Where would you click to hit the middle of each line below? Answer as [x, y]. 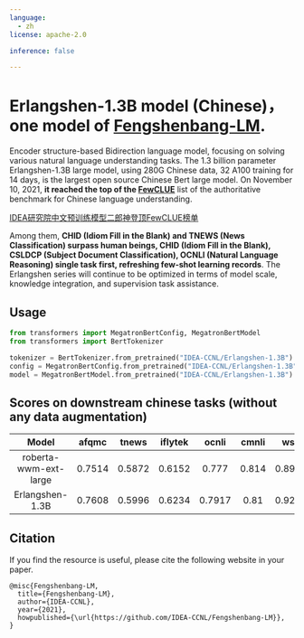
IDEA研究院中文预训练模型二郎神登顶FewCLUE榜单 [104, 218]
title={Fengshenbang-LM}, [66, 594]
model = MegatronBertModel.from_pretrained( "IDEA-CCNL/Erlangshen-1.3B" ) [152, 375]
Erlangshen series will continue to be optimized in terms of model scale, [143, 274]
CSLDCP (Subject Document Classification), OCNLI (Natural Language [144, 255]
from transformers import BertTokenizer [87, 341]
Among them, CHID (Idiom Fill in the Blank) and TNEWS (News [128, 236]
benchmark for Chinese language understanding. [101, 199]
